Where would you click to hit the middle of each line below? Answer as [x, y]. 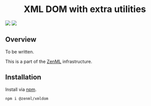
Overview [21, 39]
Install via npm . [21, 89]
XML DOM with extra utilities [85, 9]
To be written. [20, 52]
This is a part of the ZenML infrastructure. [49, 61]
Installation [23, 77]
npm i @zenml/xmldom [27, 98]
